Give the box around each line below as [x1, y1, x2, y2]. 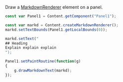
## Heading [5, 41, 28, 46]
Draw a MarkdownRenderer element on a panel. [5, 4, 103, 10]
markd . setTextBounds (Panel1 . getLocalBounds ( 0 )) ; [5, 27, 108, 32]
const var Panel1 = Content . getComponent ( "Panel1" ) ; [5, 14, 117, 19]
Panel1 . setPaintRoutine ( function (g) [5, 59, 81, 64]
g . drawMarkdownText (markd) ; [14, 68, 72, 73]
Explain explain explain [5, 45, 57, 50]
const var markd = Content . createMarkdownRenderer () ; [5, 22, 119, 28]
